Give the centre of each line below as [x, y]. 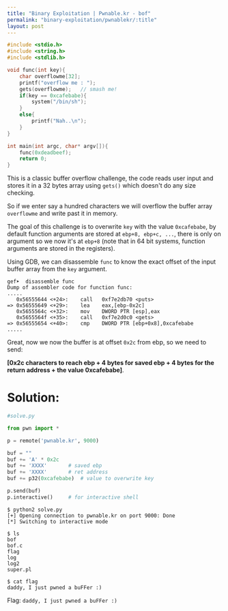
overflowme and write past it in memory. [62, 214]
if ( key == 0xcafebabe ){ [53, 96]
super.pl [19, 569]
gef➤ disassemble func [41, 282]
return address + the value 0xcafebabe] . [66, 370]
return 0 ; [33, 159]
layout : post [26, 26]
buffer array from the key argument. [57, 269]
